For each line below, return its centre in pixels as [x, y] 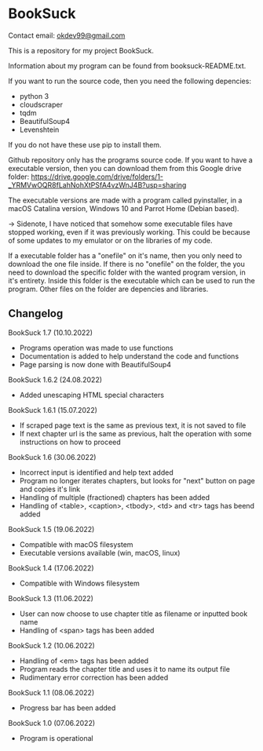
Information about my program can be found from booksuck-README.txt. [127, 66]
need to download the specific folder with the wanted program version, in [127, 272]
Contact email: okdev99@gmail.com [67, 35]
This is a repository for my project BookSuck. [81, 50]
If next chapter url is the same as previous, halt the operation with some [136, 433]
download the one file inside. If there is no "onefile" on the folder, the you [126, 264]
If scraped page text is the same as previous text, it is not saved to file [133, 425]
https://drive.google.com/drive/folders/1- [97, 177]
